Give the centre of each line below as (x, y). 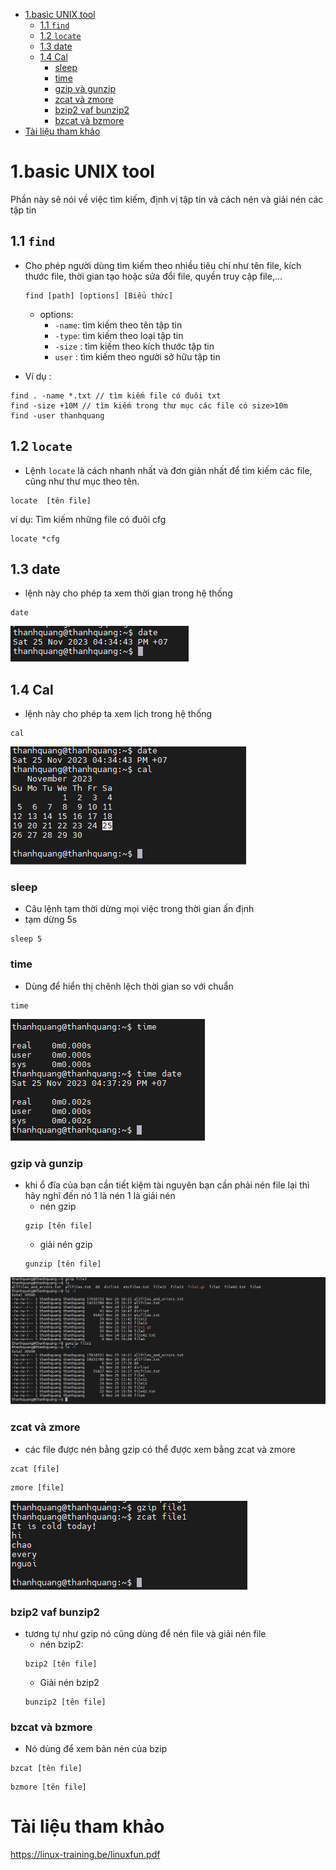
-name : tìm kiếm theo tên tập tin (118, 325)
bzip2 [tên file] (61, 1664)
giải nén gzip (66, 1245)
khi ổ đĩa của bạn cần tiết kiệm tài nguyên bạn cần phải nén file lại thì (167, 1185)
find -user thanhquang (57, 415)
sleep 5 (26, 939)
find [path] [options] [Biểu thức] (99, 295)
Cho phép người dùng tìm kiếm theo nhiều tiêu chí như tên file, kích (163, 265)
